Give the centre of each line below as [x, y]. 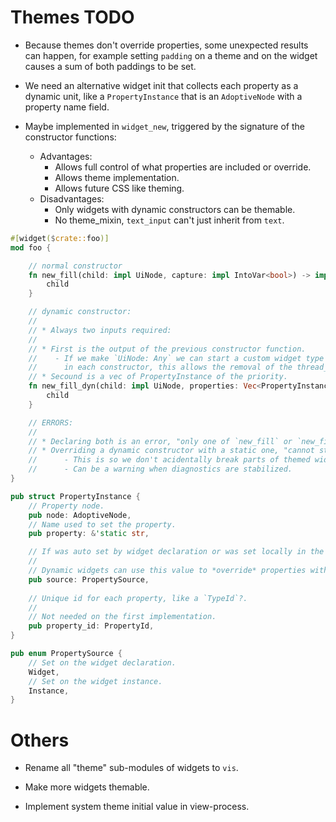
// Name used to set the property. [102, 524]
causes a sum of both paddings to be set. [110, 66]
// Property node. [66, 506]
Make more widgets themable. [87, 787]
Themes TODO [72, 17]
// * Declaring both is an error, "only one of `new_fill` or [160, 441]
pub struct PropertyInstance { [75, 496]
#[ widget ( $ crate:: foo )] [60, 238]
